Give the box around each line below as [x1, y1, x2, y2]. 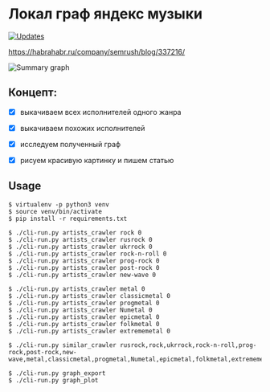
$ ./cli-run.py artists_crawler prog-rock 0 [8, 256, 160, 265]
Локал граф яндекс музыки [8, 5, 203, 23]
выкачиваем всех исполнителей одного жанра [19, 107, 182, 116]
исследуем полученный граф [19, 139, 121, 149]
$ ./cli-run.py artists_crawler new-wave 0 [8, 271, 157, 279]
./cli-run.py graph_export [15, 369, 106, 378]
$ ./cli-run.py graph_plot [8, 376, 99, 384]
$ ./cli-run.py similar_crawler [8, 341, 117, 349]
